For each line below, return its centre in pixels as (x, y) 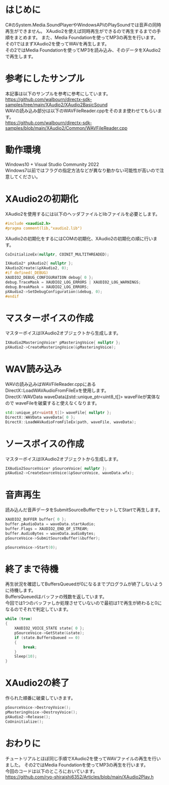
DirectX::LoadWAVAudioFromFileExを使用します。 (57, 390)
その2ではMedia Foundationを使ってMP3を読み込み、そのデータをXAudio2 (83, 50)
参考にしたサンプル (45, 79)
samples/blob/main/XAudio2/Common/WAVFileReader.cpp (66, 128)
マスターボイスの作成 (49, 318)
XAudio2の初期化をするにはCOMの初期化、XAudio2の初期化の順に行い (79, 238)
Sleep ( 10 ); (26, 657)
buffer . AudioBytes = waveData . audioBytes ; (50, 533)
